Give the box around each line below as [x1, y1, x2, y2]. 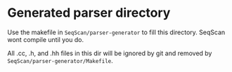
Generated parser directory [7, 5, 171, 21]
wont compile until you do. [7, 35, 84, 43]
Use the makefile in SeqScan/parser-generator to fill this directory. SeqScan [7, 28, 226, 36]
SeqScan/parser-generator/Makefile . [7, 56, 114, 64]
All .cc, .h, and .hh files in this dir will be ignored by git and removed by [7, 49, 212, 57]
